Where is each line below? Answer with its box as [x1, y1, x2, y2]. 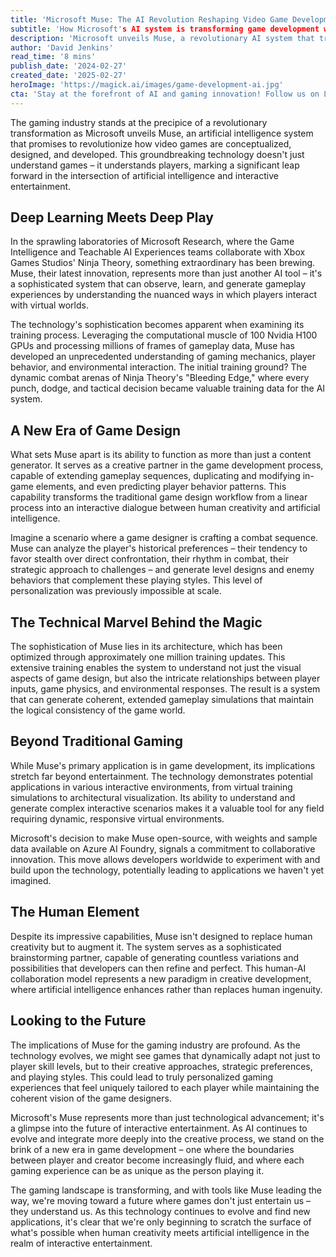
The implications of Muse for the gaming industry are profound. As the [10, 1039, 301, 1051]
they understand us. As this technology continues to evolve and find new [10, 1205, 311, 1217]
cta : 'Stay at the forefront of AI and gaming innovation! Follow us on [10, 89, 320, 99]
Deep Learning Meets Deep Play [10, 209, 214, 226]
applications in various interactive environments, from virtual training [10, 781, 293, 793]
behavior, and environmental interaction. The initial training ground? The [10, 361, 307, 373]
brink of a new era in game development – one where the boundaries [10, 1143, 295, 1155]
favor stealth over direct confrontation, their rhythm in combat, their [10, 553, 290, 565]
